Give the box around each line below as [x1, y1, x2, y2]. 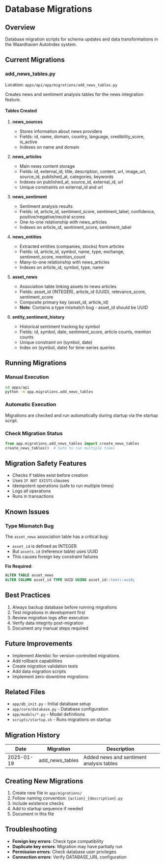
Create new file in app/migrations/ [12, 790, 82, 795]
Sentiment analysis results [19, 203, 73, 209]
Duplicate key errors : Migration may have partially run [12, 843, 123, 849]
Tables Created [5, 108, 37, 114]
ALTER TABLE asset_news [5, 573, 54, 578]
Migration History [5, 731, 60, 739]
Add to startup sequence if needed [12, 805, 83, 811]
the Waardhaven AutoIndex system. [5, 41, 77, 47]
